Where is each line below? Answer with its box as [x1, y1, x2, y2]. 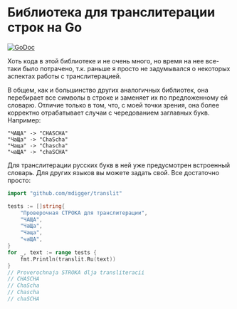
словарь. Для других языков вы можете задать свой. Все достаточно [7, 168, 219, 177]
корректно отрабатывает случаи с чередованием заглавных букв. [7, 108, 210, 117]
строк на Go [7, 19, 83, 36]
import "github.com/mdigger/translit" [7, 189, 122, 197]
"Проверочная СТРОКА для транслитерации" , [20, 209, 148, 216]
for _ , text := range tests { [7, 248, 98, 256]
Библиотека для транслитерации [7, 4, 216, 21]
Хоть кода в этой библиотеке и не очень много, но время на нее [7, 56, 204, 65]
